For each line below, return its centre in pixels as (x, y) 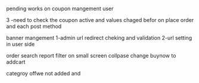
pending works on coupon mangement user (60, 9)
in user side (21, 44)
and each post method (34, 26)
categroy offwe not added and (43, 73)
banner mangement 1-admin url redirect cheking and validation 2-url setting (99, 38)
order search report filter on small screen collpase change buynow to (91, 55)
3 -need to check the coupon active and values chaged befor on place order (100, 20)
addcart (16, 62)
